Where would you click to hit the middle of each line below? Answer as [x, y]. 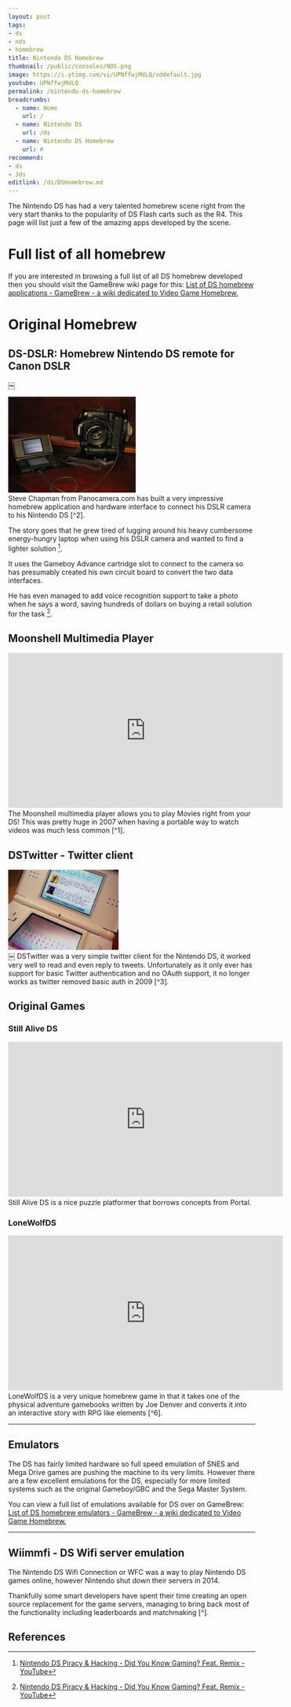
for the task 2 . [31, 613]
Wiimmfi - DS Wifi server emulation [96, 1553]
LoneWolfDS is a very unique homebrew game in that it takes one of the [124, 1395]
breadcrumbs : [29, 100]
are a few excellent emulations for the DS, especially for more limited [119, 1480]
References [37, 1637]
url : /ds [36, 133]
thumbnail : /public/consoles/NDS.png [70, 67]
